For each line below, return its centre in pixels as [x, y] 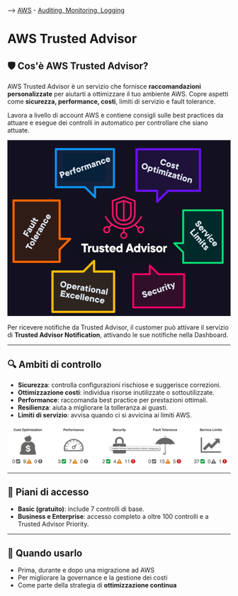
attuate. [18, 130]
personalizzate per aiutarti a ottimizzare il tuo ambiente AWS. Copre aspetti [118, 94]
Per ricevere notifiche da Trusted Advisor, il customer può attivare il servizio [118, 327]
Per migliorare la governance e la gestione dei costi [92, 578]
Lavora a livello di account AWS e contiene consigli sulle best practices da [115, 115]
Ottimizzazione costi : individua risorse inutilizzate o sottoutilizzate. [116, 393]
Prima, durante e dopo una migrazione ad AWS [86, 570]
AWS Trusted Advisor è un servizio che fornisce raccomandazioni [104, 86]
